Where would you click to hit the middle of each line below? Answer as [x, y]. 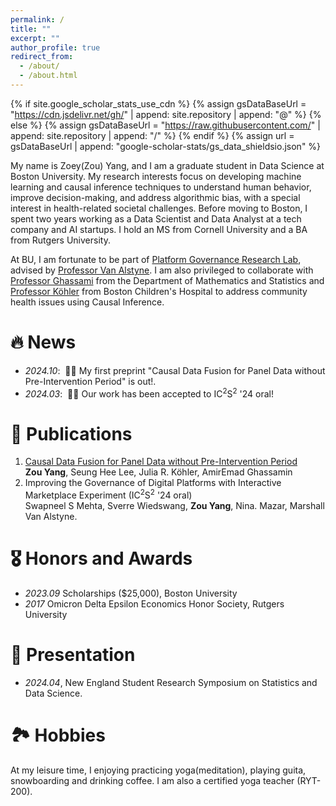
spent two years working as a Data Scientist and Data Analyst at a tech [156, 218]
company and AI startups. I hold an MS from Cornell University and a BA [159, 229]
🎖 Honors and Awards [101, 558]
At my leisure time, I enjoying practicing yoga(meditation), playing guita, [158, 770]
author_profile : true [55, 47]
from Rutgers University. [60, 240]
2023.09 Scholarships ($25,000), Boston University [131, 593]
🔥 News [43, 342]
